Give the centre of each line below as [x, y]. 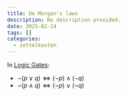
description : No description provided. [64, 20]
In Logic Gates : [28, 65]
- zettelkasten [35, 45]
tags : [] [20, 33]
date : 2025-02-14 [32, 26]
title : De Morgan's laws [43, 13]
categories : [24, 39]
